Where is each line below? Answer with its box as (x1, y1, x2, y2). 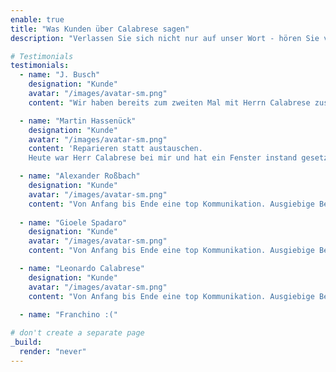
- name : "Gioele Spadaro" (19, 217, 128, 228)
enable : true (10, 14, 65, 25)
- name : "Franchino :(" (19, 310, 118, 320)
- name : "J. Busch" (19, 70, 101, 80)
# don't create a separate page (10, 328, 145, 338)
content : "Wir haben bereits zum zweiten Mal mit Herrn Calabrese (28, 97, 311, 108)
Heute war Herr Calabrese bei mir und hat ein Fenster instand (28, 153, 298, 163)
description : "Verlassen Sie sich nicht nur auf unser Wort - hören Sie (10, 33, 320, 43)
